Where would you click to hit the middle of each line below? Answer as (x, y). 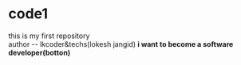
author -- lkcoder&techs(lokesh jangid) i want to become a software (121, 44)
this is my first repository (49, 36)
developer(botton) (40, 52)
